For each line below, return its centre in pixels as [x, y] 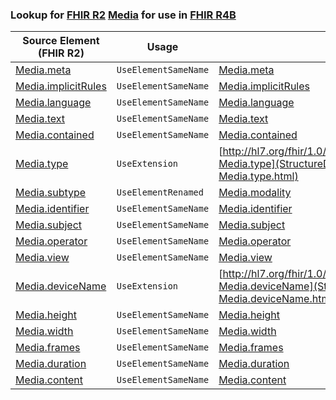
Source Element [61, 41]
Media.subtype [51, 193]
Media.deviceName [61, 286]
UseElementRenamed [160, 192]
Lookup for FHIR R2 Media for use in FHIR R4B [123, 15]
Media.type [42, 164]
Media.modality [255, 193]
